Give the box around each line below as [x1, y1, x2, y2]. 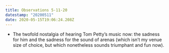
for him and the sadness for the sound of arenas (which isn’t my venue [12, 37, 162, 43]
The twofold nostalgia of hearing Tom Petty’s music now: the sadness [12, 31, 160, 38]
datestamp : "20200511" [5, 12, 54, 17]
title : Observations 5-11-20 [5, 7, 68, 13]
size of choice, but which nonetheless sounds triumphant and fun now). [12, 42, 164, 48]
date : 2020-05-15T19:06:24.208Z [5, 17, 74, 22]
